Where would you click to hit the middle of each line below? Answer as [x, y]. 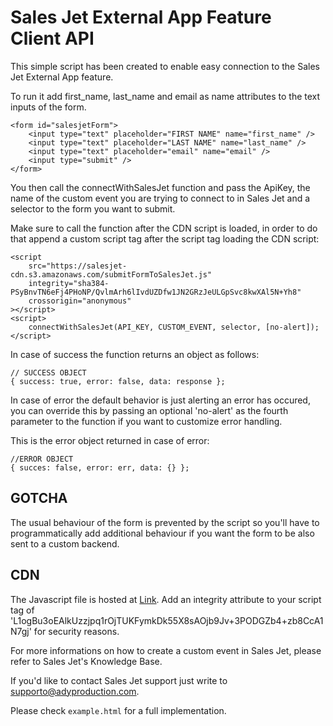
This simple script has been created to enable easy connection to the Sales [165, 66]
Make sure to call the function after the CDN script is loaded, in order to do [164, 228]
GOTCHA [39, 498]
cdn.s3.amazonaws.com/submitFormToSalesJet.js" [111, 274]
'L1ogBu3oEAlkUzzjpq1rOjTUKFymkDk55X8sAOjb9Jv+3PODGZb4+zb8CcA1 [167, 620]
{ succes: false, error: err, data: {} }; [100, 467]
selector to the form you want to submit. [93, 208]
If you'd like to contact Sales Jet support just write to [119, 680]
